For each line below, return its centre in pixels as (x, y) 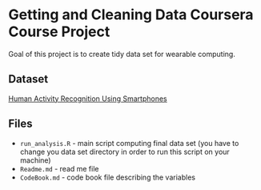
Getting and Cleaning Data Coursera (131, 15)
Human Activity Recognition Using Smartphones (88, 99)
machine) (35, 160)
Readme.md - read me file (59, 168)
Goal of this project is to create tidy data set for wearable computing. (122, 54)
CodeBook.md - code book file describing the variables (108, 177)
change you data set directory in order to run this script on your (124, 152)
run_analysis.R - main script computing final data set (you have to (129, 143)
